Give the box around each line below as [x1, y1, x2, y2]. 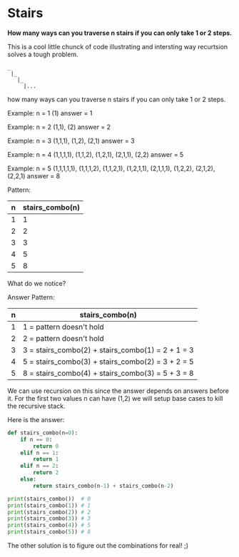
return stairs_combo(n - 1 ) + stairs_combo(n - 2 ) [33, 482, 174, 489]
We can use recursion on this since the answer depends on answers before [7, 387, 230, 395]
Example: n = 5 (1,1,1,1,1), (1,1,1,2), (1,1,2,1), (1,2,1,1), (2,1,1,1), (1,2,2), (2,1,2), [7, 164, 215, 173]
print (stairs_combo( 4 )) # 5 [7, 522, 91, 529]
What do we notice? [7, 279, 66, 287]
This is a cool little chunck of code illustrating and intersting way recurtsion [7, 42, 228, 51]
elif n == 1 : [20, 449, 59, 456]
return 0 [33, 442, 59, 450]
